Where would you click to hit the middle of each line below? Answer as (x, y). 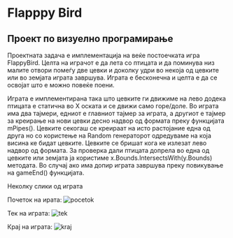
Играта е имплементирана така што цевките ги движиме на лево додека (116, 98)
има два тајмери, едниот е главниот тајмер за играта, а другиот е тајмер (116, 113)
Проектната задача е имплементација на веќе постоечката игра (104, 55)
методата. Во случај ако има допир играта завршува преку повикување (115, 165)
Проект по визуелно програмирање (90, 39)
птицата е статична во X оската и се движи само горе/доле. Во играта (113, 106)
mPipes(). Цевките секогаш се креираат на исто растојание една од (109, 128)
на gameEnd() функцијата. (46, 173)
